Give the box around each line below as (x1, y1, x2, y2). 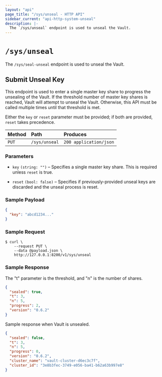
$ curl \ (5, 240, 23, 245)
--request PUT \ (14, 244, 48, 249)
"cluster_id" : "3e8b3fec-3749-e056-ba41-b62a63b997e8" (9, 363, 125, 368)
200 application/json (64, 139, 114, 145)
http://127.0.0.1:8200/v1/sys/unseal (14, 253, 92, 258)
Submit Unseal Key (5, 75, 65, 84)
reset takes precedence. (5, 119, 56, 125)
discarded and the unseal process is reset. (12, 184, 99, 190)
